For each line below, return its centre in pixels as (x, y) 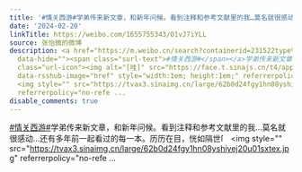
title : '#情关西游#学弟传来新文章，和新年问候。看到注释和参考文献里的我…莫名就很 (145, 17)
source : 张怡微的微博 (46, 43)
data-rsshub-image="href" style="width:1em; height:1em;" (129, 76)
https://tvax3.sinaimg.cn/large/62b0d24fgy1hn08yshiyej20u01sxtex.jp (160, 149)
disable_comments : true (54, 101)
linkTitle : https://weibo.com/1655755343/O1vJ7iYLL (108, 34)
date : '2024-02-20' (46, 26)
